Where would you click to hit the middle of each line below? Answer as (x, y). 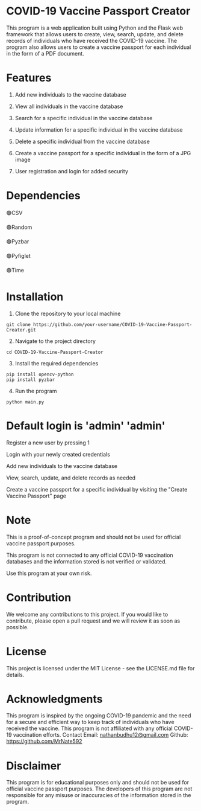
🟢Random (19, 227)
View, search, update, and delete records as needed (71, 478)
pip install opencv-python (40, 374)
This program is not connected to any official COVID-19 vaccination (90, 555)
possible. (17, 627)
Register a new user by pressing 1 (48, 443)
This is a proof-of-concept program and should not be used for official (94, 537)
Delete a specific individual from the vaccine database (82, 141)
